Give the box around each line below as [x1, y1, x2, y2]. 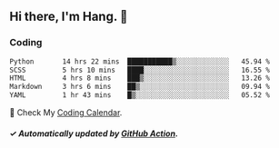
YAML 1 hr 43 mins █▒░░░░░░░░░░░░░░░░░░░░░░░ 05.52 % [9, 91, 271, 100]
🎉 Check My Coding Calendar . [9, 107, 123, 118]
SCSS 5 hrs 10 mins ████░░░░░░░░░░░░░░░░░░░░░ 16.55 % [9, 65, 271, 74]
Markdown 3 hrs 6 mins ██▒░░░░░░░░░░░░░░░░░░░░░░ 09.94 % [9, 83, 271, 92]
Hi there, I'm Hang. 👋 [9, 9, 129, 25]
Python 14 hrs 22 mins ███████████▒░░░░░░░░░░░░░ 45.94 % [9, 56, 271, 66]
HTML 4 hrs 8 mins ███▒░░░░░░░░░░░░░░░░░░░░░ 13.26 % [9, 74, 271, 83]
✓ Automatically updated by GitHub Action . [9, 128, 179, 139]
